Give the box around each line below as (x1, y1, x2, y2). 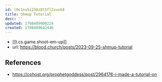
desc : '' (5, 16, 23, 21)
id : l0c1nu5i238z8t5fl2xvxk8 (5, 7, 65, 12)
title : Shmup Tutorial (5, 12, 52, 17)
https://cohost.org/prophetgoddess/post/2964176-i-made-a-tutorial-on (12, 71, 157, 77)
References (5, 58, 41, 67)
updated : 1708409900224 (5, 21, 54, 26)
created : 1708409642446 (5, 26, 54, 30)
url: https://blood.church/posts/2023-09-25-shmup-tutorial (12, 44, 133, 50)
